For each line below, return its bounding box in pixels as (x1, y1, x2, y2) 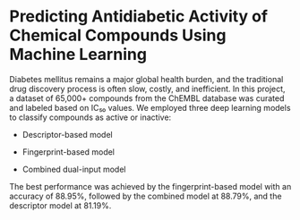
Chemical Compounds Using (9, 25, 227, 46)
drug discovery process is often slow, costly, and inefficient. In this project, (9, 83, 286, 94)
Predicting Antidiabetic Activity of (9, 6, 269, 27)
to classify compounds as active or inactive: (9, 112, 172, 123)
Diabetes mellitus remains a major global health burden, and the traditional (9, 73, 284, 84)
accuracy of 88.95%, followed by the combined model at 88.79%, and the (9, 190, 282, 201)
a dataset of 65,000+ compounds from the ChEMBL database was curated (9, 92, 285, 104)
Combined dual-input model (21, 164, 126, 174)
